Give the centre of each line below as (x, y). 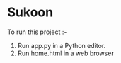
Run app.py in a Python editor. (62, 45)
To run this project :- (37, 32)
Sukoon (30, 12)
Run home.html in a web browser (66, 53)
